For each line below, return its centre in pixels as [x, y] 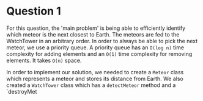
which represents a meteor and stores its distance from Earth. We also [95, 78]
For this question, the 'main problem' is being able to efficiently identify [96, 28]
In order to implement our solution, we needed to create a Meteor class [95, 72]
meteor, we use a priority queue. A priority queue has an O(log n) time [95, 47]
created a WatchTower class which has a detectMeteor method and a [91, 85]
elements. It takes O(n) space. [44, 60]
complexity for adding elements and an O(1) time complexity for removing [99, 54]
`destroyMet [22, 91]
